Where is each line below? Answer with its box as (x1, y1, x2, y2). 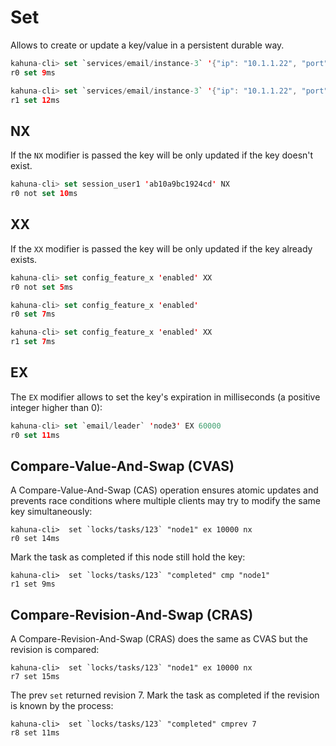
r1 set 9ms (10, 579, 56, 590)
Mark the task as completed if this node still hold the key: (10, 551, 246, 563)
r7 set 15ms (10, 672, 60, 682)
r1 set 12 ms (10, 95, 60, 105)
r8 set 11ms (10, 728, 60, 738)
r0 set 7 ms (10, 309, 56, 320)
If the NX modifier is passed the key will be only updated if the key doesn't (10, 149, 314, 161)
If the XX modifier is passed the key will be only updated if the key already (10, 242, 313, 255)
